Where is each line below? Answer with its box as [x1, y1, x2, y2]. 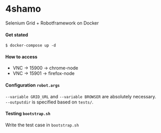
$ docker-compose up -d [5, 43, 56, 48]
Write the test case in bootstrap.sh [5, 122, 79, 128]
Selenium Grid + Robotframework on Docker [5, 20, 99, 26]
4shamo [5, 3, 42, 15]
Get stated [5, 32, 28, 38]
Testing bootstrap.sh [5, 111, 51, 117]
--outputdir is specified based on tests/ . [5, 99, 94, 105]
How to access [5, 54, 37, 60]
